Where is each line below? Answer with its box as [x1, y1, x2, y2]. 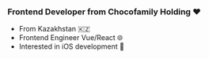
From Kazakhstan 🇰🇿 [18, 24, 90, 34]
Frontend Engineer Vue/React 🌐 [18, 33, 123, 42]
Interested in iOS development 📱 [18, 42, 124, 51]
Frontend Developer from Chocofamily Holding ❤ [7, 6, 201, 17]
